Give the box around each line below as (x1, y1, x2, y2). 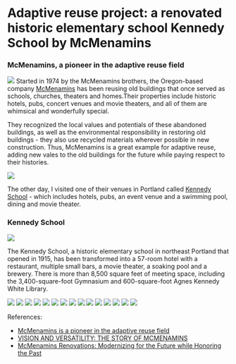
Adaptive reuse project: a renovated (7, 5, 223, 21)
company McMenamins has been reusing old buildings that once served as (7, 85, 225, 93)
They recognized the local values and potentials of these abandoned (7, 121, 206, 129)
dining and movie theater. (7, 200, 81, 209)
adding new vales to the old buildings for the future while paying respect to (7, 150, 225, 159)
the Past (17, 348, 42, 357)
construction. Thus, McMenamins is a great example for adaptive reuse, (7, 143, 216, 152)
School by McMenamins (7, 35, 151, 51)
